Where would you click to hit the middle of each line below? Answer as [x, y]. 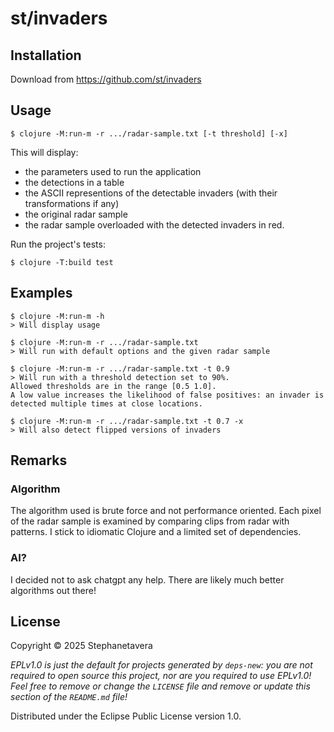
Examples [41, 293]
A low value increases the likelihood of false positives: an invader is [167, 395]
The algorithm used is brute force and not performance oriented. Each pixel [166, 511]
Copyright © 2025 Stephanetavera [81, 646]
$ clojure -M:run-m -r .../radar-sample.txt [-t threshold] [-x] [149, 133]
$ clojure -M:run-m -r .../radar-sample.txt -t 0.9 [120, 368]
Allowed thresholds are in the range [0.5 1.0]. [113, 386]
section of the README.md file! [69, 697]
